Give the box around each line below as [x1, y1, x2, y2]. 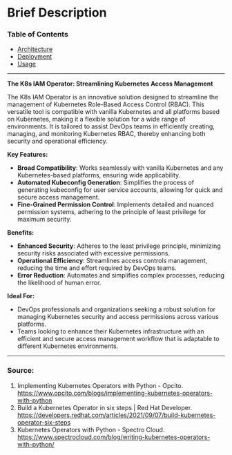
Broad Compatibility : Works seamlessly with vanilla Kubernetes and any [17, 164, 224, 172]
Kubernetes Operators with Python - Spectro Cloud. [17, 425, 165, 434]
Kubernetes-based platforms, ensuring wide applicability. [17, 171, 181, 180]
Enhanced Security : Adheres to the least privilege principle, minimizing [17, 242, 221, 250]
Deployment [17, 52, 52, 61]
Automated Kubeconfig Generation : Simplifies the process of [17, 178, 195, 187]
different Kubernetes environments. [17, 342, 119, 350]
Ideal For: [7, 292, 35, 300]
